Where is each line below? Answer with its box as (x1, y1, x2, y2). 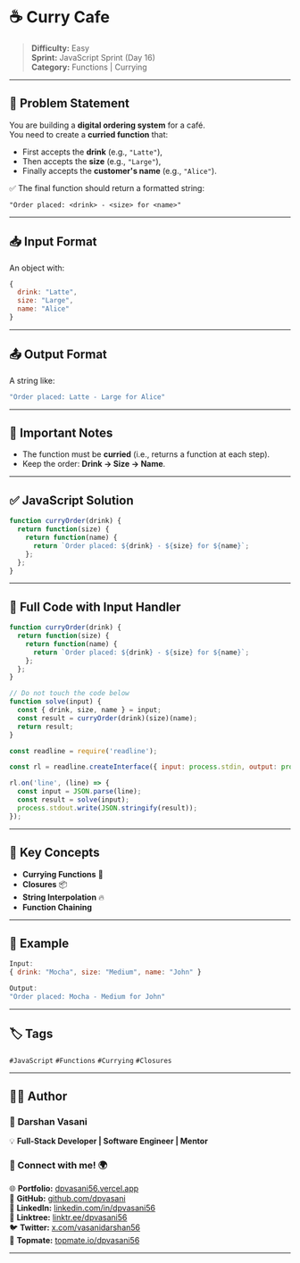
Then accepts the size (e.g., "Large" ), (21, 155, 162, 166)
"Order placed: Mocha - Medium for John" (9, 992, 166, 1001)
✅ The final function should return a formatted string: (9, 182, 205, 193)
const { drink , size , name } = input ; (17, 706, 162, 715)
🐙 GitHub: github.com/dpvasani (9, 1192, 127, 1203)
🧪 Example (9, 935, 70, 951)
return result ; (17, 722, 74, 731)
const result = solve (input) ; (17, 795, 129, 804)
